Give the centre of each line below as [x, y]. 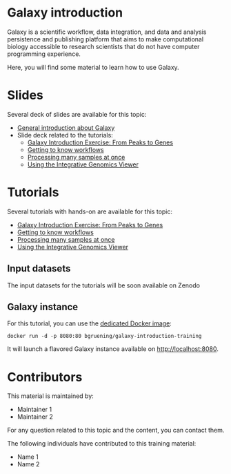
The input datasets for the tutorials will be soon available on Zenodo [103, 285]
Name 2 [28, 464]
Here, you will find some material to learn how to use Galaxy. [93, 67]
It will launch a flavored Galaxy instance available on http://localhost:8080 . [113, 349]
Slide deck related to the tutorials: [65, 135]
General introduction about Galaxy [66, 127]
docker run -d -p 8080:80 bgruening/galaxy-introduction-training [104, 336]
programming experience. [44, 54]
